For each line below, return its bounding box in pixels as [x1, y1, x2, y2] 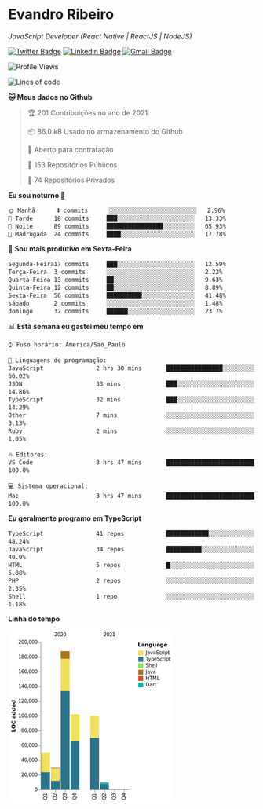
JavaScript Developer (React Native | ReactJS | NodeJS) [8, 31, 192, 41]
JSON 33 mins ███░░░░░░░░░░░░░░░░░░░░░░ [8, 379, 255, 388]
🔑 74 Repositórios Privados [27, 175, 115, 185]
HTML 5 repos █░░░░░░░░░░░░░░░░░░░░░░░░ [8, 561, 255, 569]
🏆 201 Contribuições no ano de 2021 [27, 108, 148, 117]
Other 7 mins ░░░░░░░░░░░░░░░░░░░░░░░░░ [8, 411, 255, 419]
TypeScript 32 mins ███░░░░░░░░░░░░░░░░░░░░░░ [8, 395, 255, 404]
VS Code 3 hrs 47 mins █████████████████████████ [8, 458, 255, 467]
